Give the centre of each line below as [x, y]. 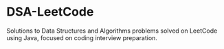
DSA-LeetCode [50, 12]
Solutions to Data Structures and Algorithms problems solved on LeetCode [112, 31]
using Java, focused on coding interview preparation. [82, 37]
